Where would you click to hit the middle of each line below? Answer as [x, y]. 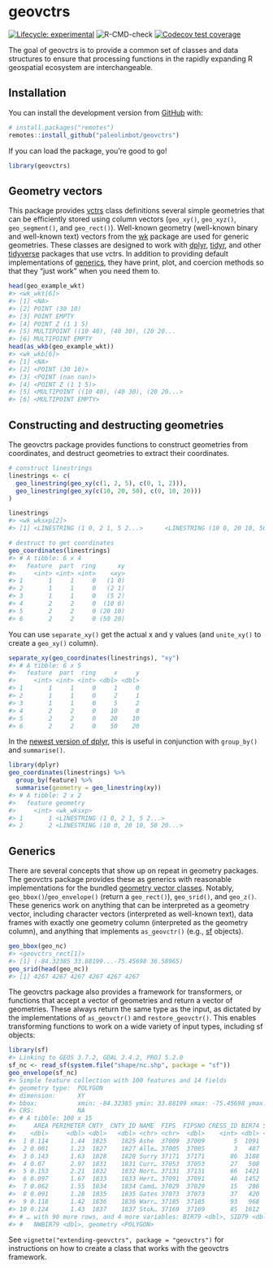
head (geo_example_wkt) [47, 286]
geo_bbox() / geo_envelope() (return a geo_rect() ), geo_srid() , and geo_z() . [133, 897]
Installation [37, 93]
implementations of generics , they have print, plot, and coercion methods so [136, 262]
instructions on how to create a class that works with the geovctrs [119, 1248]
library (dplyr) [34, 765]
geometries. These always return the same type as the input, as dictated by [135, 1009]
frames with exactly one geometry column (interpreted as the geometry [128, 923]
